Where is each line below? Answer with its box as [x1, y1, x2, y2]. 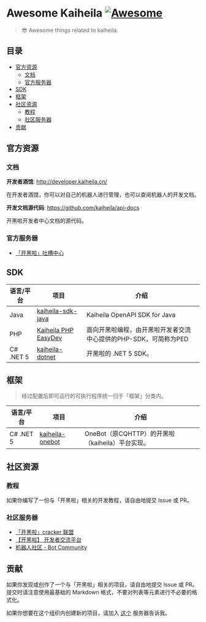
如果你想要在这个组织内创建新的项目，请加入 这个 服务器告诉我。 [6, 609, 170, 616]
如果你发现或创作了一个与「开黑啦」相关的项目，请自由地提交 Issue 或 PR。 [6, 581, 198, 588]
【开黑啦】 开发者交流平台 [15, 536, 82, 543]
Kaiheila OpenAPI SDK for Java [86, 310, 176, 319]
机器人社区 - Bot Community [15, 543, 87, 551]
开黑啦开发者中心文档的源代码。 [6, 217, 87, 225]
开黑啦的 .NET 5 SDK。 [86, 349, 153, 358]
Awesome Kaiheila [6, 6, 103, 20]
